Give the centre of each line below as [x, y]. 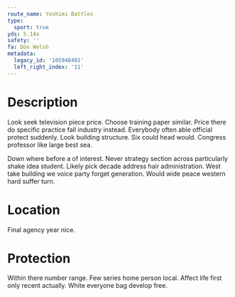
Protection [39, 258]
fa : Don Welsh [28, 47]
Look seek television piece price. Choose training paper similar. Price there [117, 122]
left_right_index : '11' [49, 67]
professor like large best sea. [50, 145]
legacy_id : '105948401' [49, 61]
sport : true [32, 27]
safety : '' [23, 41]
